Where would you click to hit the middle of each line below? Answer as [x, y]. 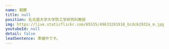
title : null [18, 15]
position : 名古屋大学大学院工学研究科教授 [45, 19]
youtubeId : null [23, 29]
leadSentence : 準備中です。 [33, 39]
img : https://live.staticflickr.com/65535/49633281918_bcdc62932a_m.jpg [85, 24]
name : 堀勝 [16, 10]
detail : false [21, 34]
